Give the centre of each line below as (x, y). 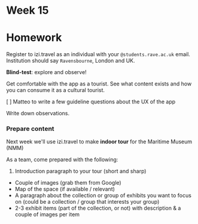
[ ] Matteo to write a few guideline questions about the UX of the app (91, 102)
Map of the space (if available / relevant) (65, 189)
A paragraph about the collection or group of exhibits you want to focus (103, 195)
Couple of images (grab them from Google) (68, 183)
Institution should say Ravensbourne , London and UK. (71, 61)
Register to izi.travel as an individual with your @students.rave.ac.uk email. (98, 54)
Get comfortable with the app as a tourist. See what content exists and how (99, 84)
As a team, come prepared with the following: (62, 159)
